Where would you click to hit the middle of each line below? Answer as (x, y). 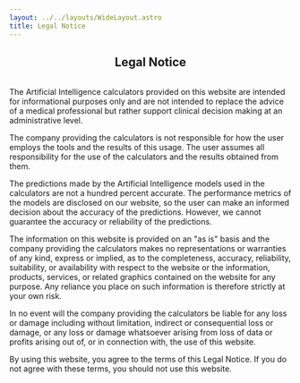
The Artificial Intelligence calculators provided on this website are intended (147, 91)
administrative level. (46, 120)
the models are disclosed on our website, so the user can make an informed (149, 202)
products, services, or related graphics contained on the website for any (142, 277)
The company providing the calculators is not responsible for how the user (147, 137)
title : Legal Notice (48, 26)
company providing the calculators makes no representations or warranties (148, 248)
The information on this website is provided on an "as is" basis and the (140, 239)
